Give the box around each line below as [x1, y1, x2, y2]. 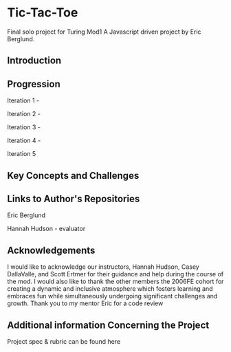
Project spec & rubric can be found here [7, 337, 121, 345]
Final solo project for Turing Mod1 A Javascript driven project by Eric [7, 27, 201, 36]
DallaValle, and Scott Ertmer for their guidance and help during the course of [7, 270, 224, 278]
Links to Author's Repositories [7, 192, 140, 204]
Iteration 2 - [7, 110, 41, 118]
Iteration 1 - [7, 96, 40, 104]
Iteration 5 [7, 150, 36, 158]
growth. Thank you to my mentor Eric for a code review [7, 299, 164, 307]
